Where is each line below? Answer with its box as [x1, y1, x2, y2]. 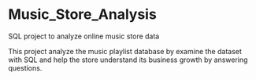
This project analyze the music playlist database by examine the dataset [8, 46, 243, 56]
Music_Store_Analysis [8, 5, 158, 24]
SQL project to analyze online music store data [8, 31, 160, 41]
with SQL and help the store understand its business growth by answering [8, 55, 248, 64]
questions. [8, 63, 43, 72]
